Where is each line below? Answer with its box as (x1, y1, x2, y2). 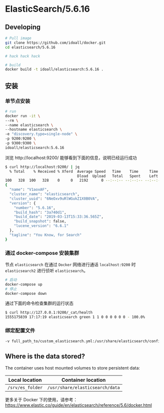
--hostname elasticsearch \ (5, 127, 62, 132)
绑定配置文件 (5, 327, 36, 334)
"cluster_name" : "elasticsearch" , (9, 192, 80, 197)
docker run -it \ (5, 113, 41, 118)
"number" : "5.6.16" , (14, 205, 56, 210)
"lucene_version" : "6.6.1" (14, 224, 69, 228)
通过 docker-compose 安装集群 (5, 249, 80, 256)
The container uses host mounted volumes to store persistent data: (5, 365, 140, 371)
